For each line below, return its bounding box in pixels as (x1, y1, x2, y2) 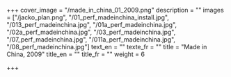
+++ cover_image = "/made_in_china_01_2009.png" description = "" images (6, 6, 224, 14)
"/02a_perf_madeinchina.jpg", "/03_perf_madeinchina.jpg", (6, 28, 176, 36)
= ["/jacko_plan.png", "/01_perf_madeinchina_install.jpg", (6, 13, 170, 22)
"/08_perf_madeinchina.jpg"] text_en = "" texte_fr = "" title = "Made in (6, 43, 207, 51)
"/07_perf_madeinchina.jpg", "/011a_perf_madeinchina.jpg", (6, 35, 175, 44)
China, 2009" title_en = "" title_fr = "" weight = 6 (6, 50, 145, 58)
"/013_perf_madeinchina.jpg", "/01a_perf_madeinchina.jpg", (6, 21, 177, 28)
